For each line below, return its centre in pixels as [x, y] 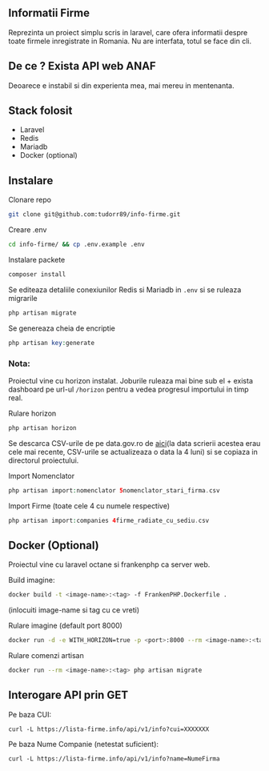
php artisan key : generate [51, 343]
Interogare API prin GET [68, 695]
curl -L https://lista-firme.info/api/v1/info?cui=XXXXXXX [109, 729]
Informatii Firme [49, 13]
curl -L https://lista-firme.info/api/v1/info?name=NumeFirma [114, 759]
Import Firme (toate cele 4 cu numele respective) [89, 506]
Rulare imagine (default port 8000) [65, 626]
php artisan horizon [43, 428]
